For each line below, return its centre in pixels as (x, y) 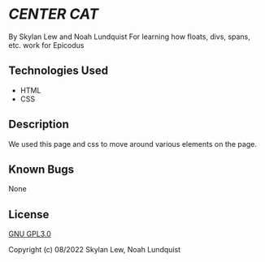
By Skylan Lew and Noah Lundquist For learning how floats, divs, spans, (129, 37)
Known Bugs (41, 169)
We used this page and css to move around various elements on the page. (133, 144)
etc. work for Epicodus (46, 45)
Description (39, 125)
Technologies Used (58, 71)
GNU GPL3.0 (30, 234)
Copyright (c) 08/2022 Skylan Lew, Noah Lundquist (95, 250)
